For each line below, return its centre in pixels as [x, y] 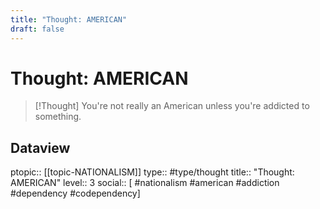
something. [58, 117]
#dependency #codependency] [75, 193]
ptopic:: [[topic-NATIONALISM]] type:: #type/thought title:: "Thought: [152, 172]
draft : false [37, 29]
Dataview [40, 147]
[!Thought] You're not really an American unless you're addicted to [172, 106]
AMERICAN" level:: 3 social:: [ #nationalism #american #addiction [145, 183]
